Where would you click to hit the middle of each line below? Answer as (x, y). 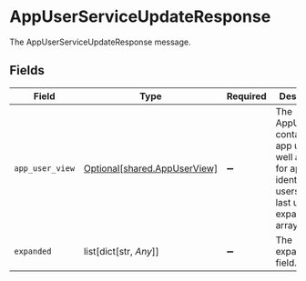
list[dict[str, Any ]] (121, 251)
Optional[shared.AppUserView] (151, 168)
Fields (27, 70)
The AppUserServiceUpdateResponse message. (100, 42)
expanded (33, 251)
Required (246, 95)
